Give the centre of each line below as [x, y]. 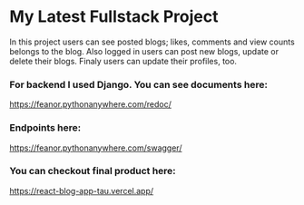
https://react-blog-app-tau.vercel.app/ [82, 190]
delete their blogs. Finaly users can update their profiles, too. [123, 61]
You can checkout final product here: [93, 171]
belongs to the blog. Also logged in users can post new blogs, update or [144, 51]
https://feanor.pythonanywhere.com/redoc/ [91, 104]
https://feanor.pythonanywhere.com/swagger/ [96, 148]
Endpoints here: [45, 128]
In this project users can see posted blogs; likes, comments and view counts [152, 42]
